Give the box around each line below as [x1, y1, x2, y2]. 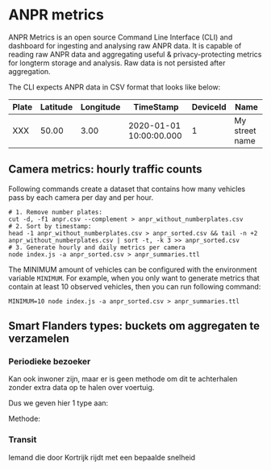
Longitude [80, 101, 121, 112]
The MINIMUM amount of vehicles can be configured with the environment [8, 264, 257, 274]
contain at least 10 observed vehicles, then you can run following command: [8, 281, 261, 291]
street [234, 125, 256, 136]
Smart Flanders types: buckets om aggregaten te [8, 319, 261, 333]
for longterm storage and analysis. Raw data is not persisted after [8, 58, 226, 68]
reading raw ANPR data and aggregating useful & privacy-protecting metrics [8, 49, 262, 59]
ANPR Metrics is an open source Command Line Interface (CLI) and [8, 32, 233, 42]
